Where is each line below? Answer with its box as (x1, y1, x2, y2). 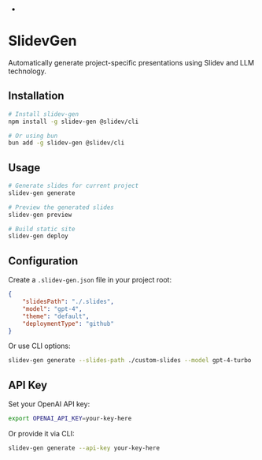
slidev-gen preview (8, 211, 72, 219)
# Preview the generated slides (8, 203, 114, 211)
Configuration (8, 254, 79, 267)
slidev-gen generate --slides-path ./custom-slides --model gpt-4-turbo (8, 357, 252, 365)
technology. (8, 66, 47, 76)
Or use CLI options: (8, 341, 71, 351)
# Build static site (8, 225, 76, 233)
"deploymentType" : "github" (22, 320, 114, 327)
